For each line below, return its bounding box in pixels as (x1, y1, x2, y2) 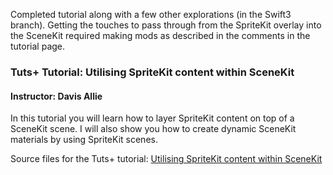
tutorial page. (10, 40, 66, 52)
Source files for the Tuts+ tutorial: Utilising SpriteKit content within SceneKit (10, 153, 323, 165)
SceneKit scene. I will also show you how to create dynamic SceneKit (10, 123, 297, 135)
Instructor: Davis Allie (10, 90, 103, 102)
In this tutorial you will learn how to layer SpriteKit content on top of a (10, 112, 295, 124)
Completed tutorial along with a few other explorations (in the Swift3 (10, 9, 292, 20)
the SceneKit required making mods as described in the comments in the (10, 30, 311, 41)
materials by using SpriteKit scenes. (10, 134, 158, 146)
